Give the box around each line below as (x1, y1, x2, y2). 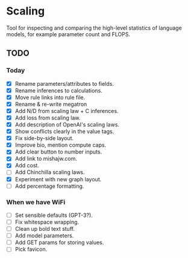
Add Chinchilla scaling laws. (14, 169, 86, 176)
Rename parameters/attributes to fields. (14, 80, 114, 87)
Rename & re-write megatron (14, 100, 87, 108)
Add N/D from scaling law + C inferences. (14, 107, 119, 114)
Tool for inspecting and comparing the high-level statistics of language (6, 24, 182, 31)
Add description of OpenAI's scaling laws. (14, 121, 119, 128)
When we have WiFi (6, 198, 66, 206)
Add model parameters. (14, 232, 74, 239)
